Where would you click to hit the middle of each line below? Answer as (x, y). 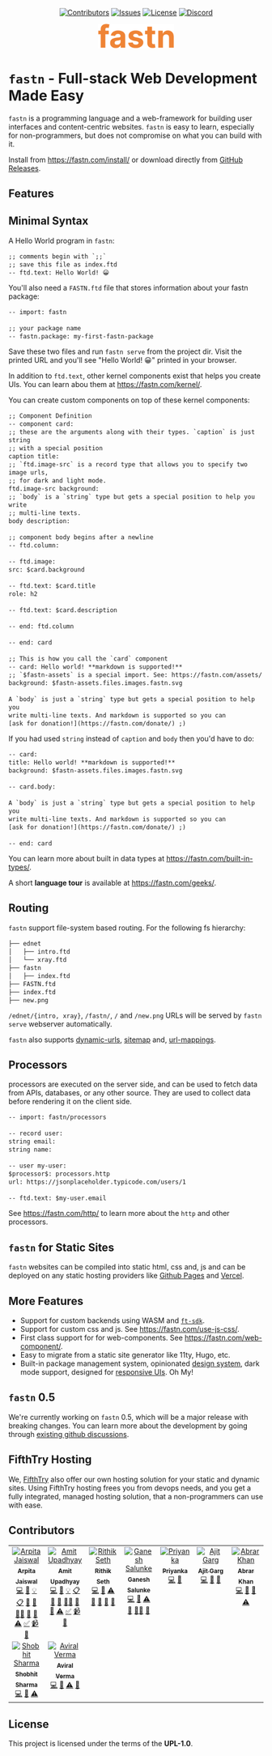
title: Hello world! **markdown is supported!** (92, 762)
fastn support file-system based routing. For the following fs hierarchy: (127, 928)
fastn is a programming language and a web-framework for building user (130, 118)
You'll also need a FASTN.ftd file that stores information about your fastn (128, 287)
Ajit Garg (211, 1571)
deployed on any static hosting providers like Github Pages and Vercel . (126, 1276)
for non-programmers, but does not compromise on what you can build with (135, 135)
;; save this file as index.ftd (63, 264)
